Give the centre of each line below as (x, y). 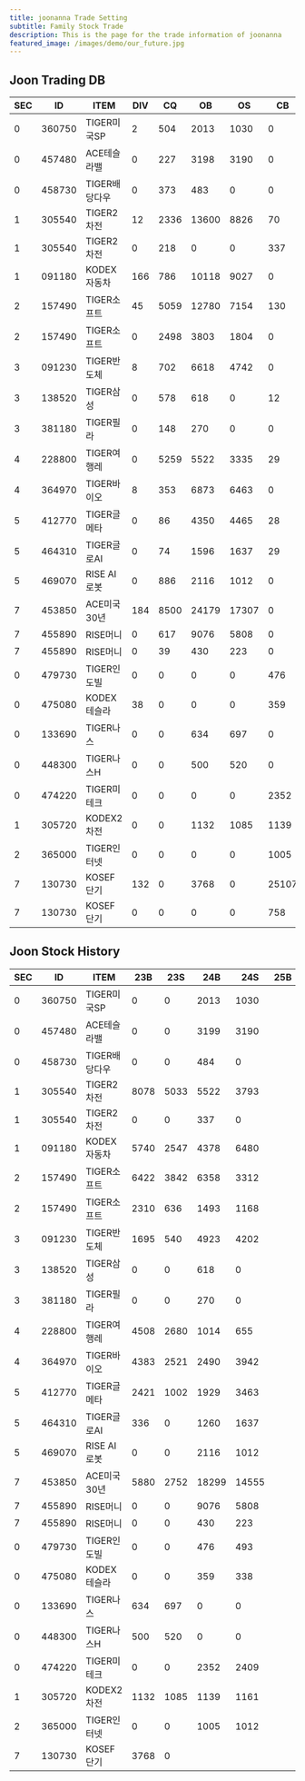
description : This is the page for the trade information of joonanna (146, 35)
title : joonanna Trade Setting (69, 18)
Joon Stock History (65, 952)
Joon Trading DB (58, 80)
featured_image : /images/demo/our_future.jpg (97, 43)
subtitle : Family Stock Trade (67, 26)
